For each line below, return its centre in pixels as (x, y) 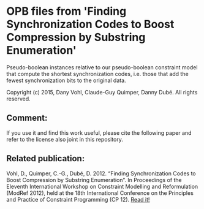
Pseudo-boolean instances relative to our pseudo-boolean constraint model (102, 67)
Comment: (27, 118)
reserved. (18, 99)
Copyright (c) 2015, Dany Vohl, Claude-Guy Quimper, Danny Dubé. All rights (102, 92)
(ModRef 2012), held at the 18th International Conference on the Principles (100, 193)
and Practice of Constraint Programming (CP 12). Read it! (78, 199)
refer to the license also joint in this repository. (65, 139)
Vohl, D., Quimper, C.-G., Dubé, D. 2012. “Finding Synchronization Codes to (101, 173)
